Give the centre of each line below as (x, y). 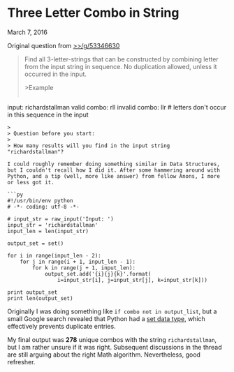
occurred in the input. (56, 74)
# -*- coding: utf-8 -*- (43, 207)
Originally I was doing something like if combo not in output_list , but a (112, 311)
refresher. (21, 362)
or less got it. (31, 182)
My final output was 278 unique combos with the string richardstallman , (112, 339)
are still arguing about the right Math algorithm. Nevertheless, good (104, 355)
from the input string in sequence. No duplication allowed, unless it (120, 66)
